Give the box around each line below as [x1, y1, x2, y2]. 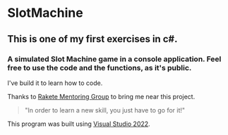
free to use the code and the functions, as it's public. [7, 63, 192, 72]
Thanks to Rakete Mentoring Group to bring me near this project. [7, 92, 196, 101]
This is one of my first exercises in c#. [7, 33, 178, 45]
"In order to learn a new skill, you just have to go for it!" [24, 105, 186, 114]
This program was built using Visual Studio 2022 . [7, 120, 150, 128]
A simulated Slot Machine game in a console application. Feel [7, 54, 222, 64]
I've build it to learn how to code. [7, 79, 103, 87]
